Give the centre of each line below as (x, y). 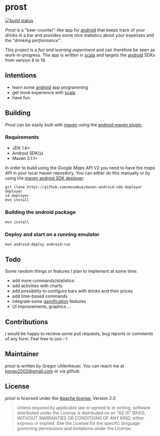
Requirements (22, 137)
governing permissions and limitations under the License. (74, 428)
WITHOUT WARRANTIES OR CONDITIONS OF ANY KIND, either (80, 418)
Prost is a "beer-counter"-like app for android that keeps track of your (75, 30)
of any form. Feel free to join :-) (36, 339)
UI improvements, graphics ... (42, 307)
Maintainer (22, 354)
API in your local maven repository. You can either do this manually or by (78, 173)
